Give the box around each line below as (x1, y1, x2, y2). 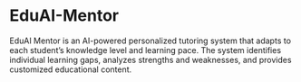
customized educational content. (9, 64, 132, 75)
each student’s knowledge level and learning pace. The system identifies (9, 44, 282, 55)
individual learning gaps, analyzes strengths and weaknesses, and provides (9, 54, 292, 65)
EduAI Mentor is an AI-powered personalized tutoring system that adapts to (9, 35, 292, 46)
